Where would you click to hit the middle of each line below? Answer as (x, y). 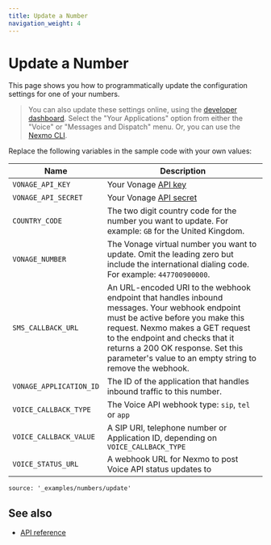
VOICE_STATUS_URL (46, 464)
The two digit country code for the (172, 211)
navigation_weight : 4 (45, 23)
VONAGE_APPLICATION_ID (56, 387)
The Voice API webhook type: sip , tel (179, 405)
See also (30, 513)
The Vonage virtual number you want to (182, 245)
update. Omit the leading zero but (170, 254)
